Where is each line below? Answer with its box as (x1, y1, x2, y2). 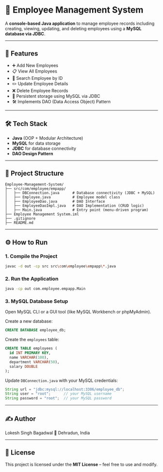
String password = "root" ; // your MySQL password (5, 396, 112, 401)
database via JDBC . (5, 31, 46, 36)
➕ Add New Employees (12, 62, 58, 68)
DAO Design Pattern (12, 150, 53, 156)
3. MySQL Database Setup (5, 298, 68, 305)
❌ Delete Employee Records (12, 88, 68, 93)
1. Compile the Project (5, 253, 58, 259)
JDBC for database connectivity (12, 145, 77, 151)
